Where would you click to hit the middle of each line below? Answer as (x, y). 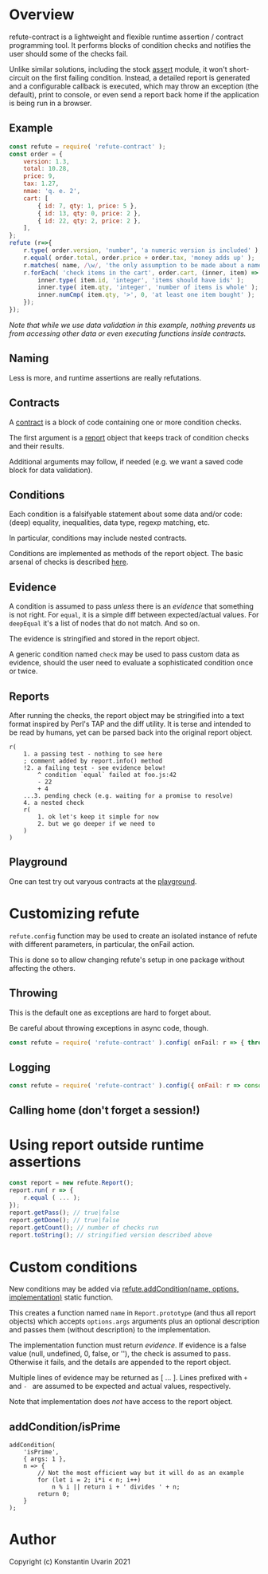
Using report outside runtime (107, 1144)
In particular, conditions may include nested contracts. (98, 538)
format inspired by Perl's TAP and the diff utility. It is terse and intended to (130, 724)
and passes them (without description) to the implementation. (110, 1330)
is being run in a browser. (50, 103)
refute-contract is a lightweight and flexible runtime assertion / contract (126, 37)
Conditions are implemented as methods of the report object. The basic (126, 554)
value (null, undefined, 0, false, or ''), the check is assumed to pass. (120, 1354)
